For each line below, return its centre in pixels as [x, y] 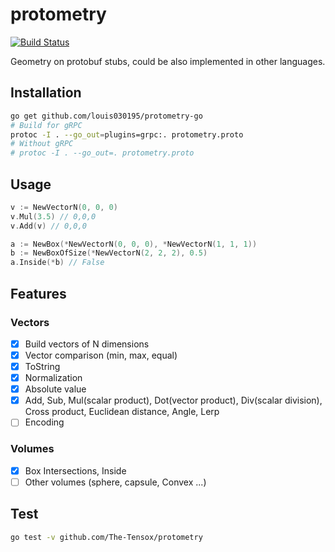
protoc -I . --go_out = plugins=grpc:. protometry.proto [127, 134]
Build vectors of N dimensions [87, 344]
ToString [42, 366]
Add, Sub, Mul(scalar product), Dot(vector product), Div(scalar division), [173, 400]
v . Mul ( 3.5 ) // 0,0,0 [53, 216]
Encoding [44, 422]
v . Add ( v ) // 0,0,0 [48, 226]
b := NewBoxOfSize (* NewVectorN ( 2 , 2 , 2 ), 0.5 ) [109, 253]
